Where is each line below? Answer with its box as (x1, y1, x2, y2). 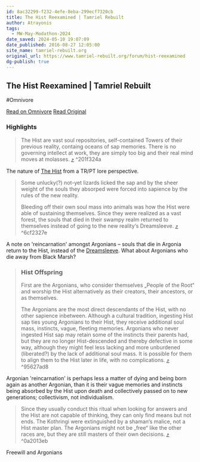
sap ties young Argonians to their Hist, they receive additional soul (20, 318, 184, 325)
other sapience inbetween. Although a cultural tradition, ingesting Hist (20, 312, 193, 319)
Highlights (6, 123, 37, 131)
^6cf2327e (20, 229, 48, 236)
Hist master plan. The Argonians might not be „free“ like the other (20, 424, 182, 431)
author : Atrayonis (6, 20, 52, 26)
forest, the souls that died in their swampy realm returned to (20, 216, 169, 223)
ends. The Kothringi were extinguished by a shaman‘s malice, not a (20, 418, 186, 425)
